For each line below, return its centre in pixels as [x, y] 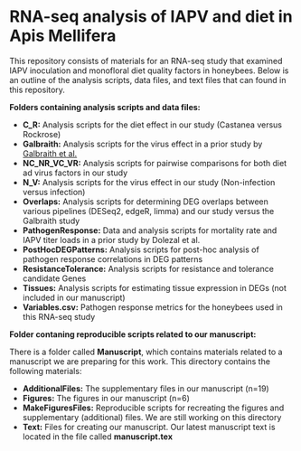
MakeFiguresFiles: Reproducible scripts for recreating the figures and [153, 408]
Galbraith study [51, 221]
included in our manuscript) [74, 297]
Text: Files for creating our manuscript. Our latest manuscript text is [149, 427]
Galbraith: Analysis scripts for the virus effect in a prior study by [142, 144]
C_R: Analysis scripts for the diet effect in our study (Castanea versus [152, 125]
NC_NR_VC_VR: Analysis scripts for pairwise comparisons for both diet [155, 163]
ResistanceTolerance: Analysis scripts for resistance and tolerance [148, 268]
